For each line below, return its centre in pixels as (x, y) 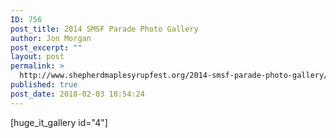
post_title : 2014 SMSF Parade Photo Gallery (104, 29)
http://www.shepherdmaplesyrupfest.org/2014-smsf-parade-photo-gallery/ (174, 76)
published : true (44, 85)
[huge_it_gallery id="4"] (59, 122)
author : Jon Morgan (51, 38)
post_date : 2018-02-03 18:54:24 (77, 94)
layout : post (37, 57)
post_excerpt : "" (46, 47)
